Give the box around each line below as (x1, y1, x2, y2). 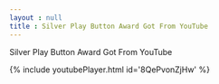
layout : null (9, 13, 63, 23)
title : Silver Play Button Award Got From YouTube (9, 22, 208, 31)
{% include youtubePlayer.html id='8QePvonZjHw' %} (9, 64, 211, 75)
